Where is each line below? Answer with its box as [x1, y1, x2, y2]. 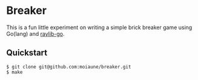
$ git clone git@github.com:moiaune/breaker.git [6, 64, 131, 70]
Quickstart [6, 48, 48, 58]
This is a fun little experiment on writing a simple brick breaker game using [6, 24, 193, 31]
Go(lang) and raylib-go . [6, 30, 65, 37]
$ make [6, 69, 23, 75]
